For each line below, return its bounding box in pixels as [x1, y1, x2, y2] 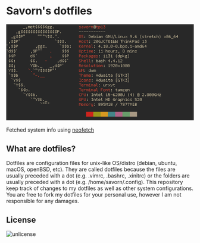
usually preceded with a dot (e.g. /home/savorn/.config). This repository [6, 179, 183, 186]
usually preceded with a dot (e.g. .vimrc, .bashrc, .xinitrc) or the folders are [6, 172, 190, 179]
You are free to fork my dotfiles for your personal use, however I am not [6, 191, 182, 198]
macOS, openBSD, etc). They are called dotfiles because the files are [6, 166, 176, 173]
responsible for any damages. [6, 198, 79, 205]
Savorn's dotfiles [6, 4, 92, 18]
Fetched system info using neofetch [6, 126, 94, 133]
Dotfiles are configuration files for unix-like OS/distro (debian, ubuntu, [6, 160, 177, 167]
